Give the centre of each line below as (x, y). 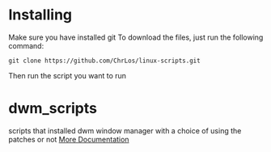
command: (26, 45)
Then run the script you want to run (68, 75)
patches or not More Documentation (69, 139)
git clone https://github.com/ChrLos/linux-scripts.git (104, 61)
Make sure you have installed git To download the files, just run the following (136, 37)
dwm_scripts (53, 109)
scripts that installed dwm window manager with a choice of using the (125, 130)
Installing (40, 15)
